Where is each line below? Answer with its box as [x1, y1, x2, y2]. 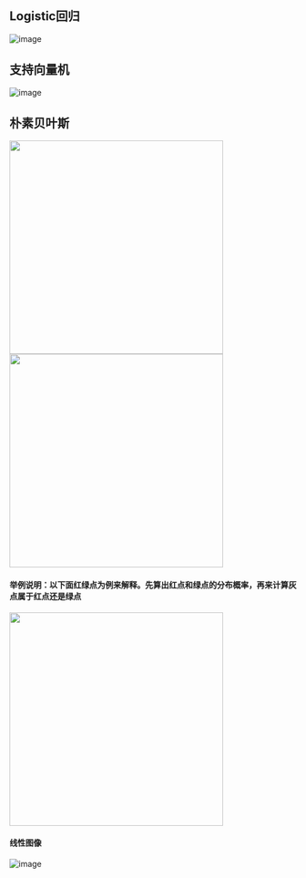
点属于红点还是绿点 [9, 591, 82, 602]
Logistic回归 [9, 8, 80, 25]
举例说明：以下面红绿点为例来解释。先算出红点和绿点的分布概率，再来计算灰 [9, 579, 297, 590]
